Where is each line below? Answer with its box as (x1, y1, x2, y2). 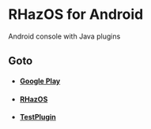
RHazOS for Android (8, 6, 144, 24)
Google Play (19, 76, 61, 86)
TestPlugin (19, 112, 57, 122)
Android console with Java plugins (8, 31, 121, 41)
